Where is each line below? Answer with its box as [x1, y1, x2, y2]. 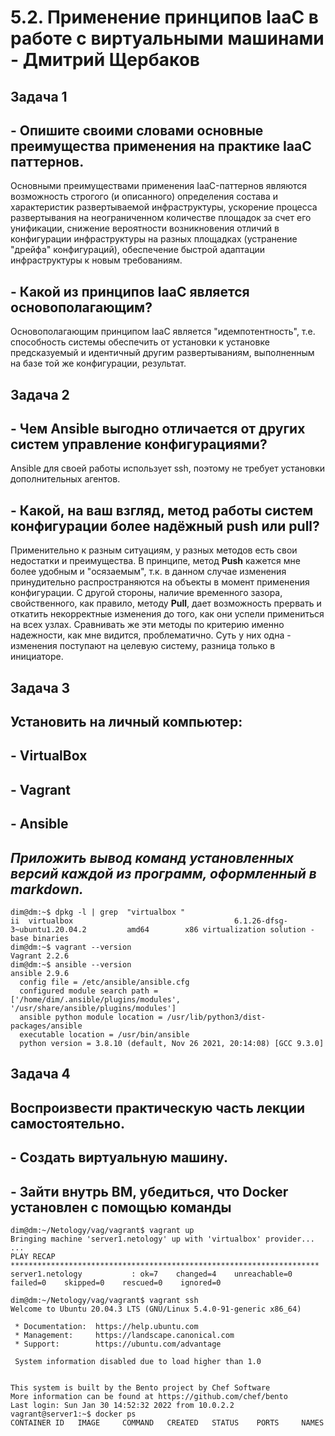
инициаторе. [10, 651, 64, 663]
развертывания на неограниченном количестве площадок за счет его [10, 212, 312, 224]
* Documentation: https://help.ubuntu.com [14, 1321, 199, 1331]
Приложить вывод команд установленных [10, 849, 295, 866]
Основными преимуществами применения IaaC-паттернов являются [10, 180, 308, 192]
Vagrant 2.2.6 [10, 951, 70, 961]
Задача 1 [10, 88, 68, 105]
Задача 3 [10, 679, 71, 696]
